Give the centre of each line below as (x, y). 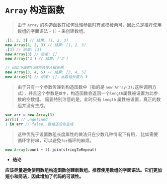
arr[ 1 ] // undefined (27, 119)
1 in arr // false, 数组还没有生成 (39, 124)
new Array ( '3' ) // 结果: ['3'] (37, 59)
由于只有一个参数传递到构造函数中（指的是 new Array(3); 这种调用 (85, 87)
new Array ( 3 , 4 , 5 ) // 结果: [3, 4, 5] (46, 72)
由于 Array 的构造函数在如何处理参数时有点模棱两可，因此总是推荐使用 (89, 25)
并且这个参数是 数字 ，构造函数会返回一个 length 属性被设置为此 (91, 93)
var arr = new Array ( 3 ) (30, 115)
